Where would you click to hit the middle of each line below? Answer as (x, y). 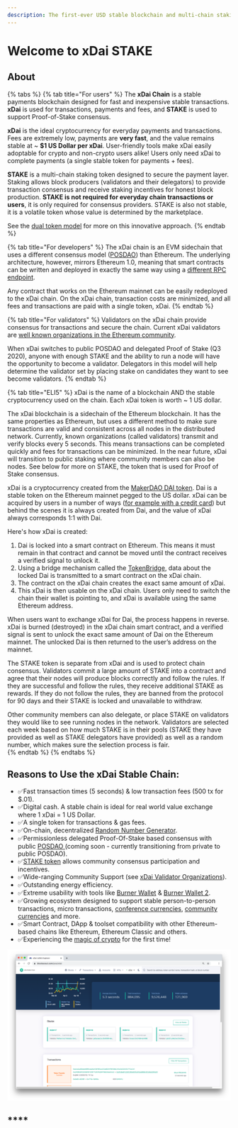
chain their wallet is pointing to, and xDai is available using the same (117, 598)
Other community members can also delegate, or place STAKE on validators (118, 714)
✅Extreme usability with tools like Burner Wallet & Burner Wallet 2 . (114, 893)
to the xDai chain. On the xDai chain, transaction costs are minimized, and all (119, 298)
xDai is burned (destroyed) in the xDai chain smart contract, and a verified (115, 627)
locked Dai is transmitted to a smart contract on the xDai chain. (109, 575)
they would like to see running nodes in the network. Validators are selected (118, 722)
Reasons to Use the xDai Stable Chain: (93, 775)
